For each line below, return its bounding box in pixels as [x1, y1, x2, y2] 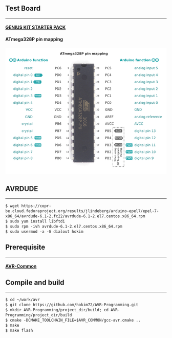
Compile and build [5, 278, 65, 287]
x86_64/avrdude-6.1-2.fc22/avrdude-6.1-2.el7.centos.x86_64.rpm [5, 214, 145, 219]
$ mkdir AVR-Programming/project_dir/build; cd [5, 308, 109, 313]
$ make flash [5, 328, 33, 333]
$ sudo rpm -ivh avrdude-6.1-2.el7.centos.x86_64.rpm [5, 224, 123, 229]
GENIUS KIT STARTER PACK [5, 24, 66, 30]
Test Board [5, 4, 41, 13]
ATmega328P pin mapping [5, 36, 63, 42]
